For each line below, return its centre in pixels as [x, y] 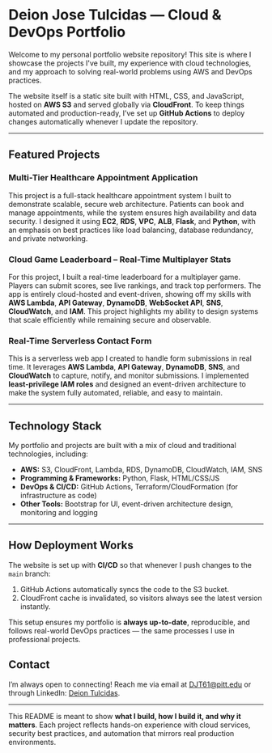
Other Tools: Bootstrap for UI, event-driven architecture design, [126, 504]
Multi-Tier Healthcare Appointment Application [103, 178]
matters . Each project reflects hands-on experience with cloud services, [130, 725]
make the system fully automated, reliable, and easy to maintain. [116, 393]
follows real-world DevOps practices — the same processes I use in [121, 630]
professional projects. [45, 639]
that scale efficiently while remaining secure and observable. [110, 319]
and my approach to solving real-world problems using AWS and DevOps [130, 71]
